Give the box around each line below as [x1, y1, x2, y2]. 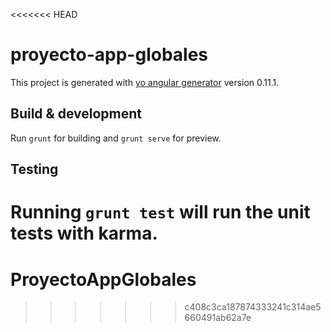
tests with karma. [10, 222, 158, 245]
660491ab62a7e [184, 312, 252, 324]
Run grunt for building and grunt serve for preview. [10, 132, 222, 144]
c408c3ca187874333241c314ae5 [184, 301, 322, 313]
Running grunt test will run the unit [10, 201, 311, 224]
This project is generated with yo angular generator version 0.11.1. [10, 76, 280, 88]
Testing [10, 161, 59, 178]
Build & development [10, 105, 142, 123]
